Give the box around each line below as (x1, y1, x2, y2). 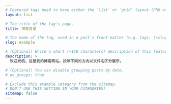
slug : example (5, 40, 36, 45)
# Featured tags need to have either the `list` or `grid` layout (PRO (5, 7, 160, 13)
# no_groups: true (5, 72, 44, 78)
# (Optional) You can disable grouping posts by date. (5, 67, 124, 73)
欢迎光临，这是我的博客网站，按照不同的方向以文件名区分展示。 (10, 58, 124, 63)
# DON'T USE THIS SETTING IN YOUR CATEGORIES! (5, 86, 106, 91)
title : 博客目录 (5, 26, 37, 31)
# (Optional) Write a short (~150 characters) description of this (5, 49, 152, 54)
